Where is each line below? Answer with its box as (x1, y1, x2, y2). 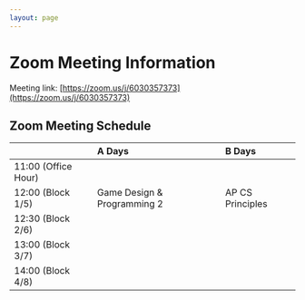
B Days (225, 145, 257, 158)
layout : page (9, 13, 59, 23)
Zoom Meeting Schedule (9, 118, 152, 133)
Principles (225, 198, 268, 210)
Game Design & (96, 187, 163, 199)
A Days (96, 145, 129, 158)
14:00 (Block (14, 265, 71, 277)
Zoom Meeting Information (9, 52, 216, 73)
